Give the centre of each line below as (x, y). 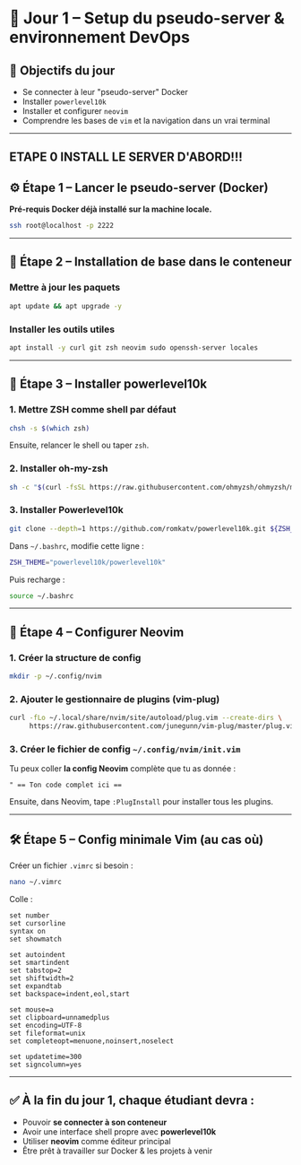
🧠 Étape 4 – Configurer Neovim (97, 632)
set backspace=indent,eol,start (69, 995)
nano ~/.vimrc (36, 882)
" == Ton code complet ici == (66, 785)
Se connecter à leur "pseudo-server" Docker (105, 92)
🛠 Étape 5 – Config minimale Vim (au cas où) (137, 839)
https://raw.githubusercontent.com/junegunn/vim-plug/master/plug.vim (163, 726)
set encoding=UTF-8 (46, 1026)
